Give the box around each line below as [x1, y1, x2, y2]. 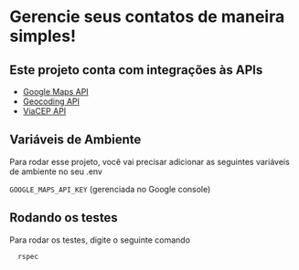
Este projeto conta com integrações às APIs [9, 62, 263, 78]
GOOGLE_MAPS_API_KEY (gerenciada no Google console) [9, 183, 211, 194]
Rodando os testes [9, 210, 119, 225]
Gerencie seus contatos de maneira [9, 6, 285, 27]
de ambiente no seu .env [9, 166, 103, 177]
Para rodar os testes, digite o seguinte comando [9, 234, 190, 245]
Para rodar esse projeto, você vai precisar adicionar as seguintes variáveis [9, 156, 290, 167]
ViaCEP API [22, 106, 67, 116]
